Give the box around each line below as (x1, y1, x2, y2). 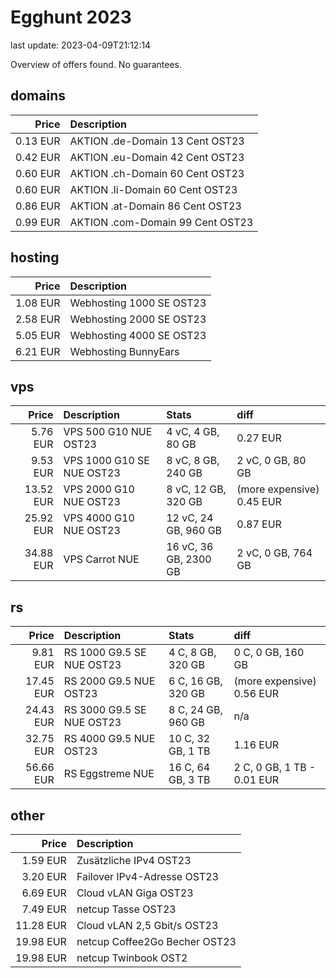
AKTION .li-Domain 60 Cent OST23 (69, 182, 238, 196)
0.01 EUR (233, 773, 280, 787)
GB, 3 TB (168, 773, 211, 787)
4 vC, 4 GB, (166, 425, 220, 439)
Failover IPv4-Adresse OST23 (76, 870, 219, 883)
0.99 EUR (15, 215, 61, 229)
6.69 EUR (21, 886, 67, 900)
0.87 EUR (236, 517, 282, 531)
